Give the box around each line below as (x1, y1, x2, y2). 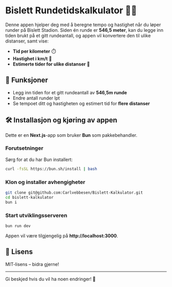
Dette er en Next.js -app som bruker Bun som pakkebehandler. (5, 132, 137, 138)
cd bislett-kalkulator (5, 195, 54, 200)
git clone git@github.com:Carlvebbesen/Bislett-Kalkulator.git (5, 190, 143, 195)
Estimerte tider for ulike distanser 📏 (12, 61, 91, 67)
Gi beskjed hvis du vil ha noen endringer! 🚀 (5, 276, 96, 282)
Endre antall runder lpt (12, 95, 60, 101)
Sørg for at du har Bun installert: (5, 156, 73, 162)
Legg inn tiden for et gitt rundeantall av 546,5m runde (12, 89, 127, 95)
